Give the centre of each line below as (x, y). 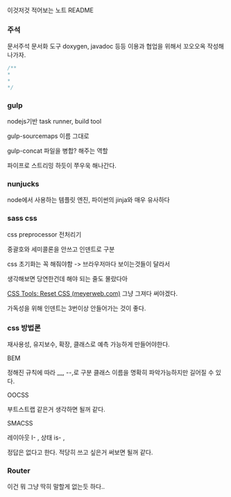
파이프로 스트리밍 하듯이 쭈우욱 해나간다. (62, 166)
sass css (22, 219)
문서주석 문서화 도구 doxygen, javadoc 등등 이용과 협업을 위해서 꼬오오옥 (106, 47)
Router (19, 471)
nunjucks (23, 184)
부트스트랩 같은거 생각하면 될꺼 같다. (56, 409)
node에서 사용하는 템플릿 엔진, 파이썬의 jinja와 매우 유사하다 (88, 200)
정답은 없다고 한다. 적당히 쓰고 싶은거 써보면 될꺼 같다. (80, 452)
